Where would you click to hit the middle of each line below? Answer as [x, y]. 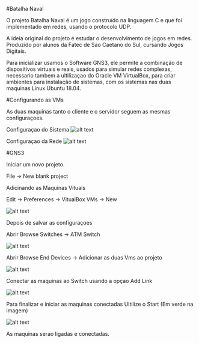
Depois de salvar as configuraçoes [49, 223]
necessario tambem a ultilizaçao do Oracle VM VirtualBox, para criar [91, 75]
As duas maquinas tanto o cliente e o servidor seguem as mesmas [88, 111]
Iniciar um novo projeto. [35, 164]
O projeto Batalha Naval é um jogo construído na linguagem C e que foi [94, 20]
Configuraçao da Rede [34, 141]
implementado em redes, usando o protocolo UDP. [69, 27]
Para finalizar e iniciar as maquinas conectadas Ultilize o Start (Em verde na [100, 304]
